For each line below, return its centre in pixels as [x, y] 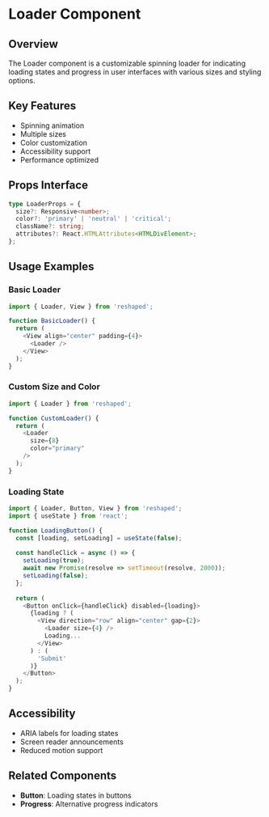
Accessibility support [55, 151]
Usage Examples [51, 267]
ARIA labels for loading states [69, 733]
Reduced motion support [61, 750]
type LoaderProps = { [45, 204]
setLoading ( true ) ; [54, 561]
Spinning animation [52, 125]
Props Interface [48, 186]
